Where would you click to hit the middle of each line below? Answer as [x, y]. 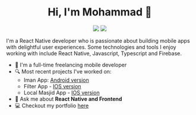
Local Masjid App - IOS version [61, 92]
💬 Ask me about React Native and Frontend [68, 99]
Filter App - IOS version [52, 86]
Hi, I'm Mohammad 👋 [100, 12]
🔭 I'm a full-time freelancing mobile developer [71, 65]
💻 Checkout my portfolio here [52, 106]
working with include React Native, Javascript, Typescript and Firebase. [94, 53]
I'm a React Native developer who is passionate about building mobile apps [98, 40]
